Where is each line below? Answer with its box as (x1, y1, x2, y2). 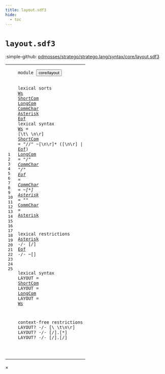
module (17, 70, 34, 76)
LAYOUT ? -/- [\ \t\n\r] (17, 325, 75, 330)
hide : (5, 12, 17, 17)
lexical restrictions (17, 231, 70, 237)
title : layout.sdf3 (5, 7, 47, 13)
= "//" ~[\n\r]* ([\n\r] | (17, 141, 83, 147)
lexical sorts (17, 85, 52, 91)
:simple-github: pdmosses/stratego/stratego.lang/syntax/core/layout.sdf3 (5, 54, 160, 60)
